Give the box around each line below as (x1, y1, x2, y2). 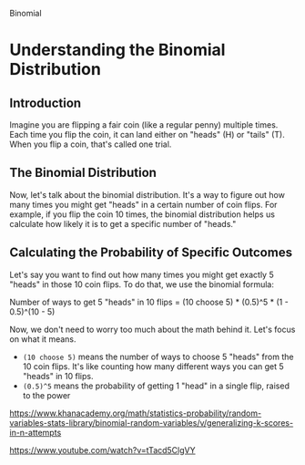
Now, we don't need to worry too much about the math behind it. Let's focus (9, 324, 296, 335)
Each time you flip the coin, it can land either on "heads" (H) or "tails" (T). (9, 129, 285, 139)
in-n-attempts (9, 427, 62, 438)
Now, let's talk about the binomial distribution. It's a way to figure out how (9, 189, 285, 200)
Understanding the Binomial (9, 40, 226, 60)
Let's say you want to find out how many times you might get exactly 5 (9, 269, 275, 280)
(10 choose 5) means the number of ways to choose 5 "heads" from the (22, 351, 294, 362)
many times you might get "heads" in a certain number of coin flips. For (9, 199, 278, 210)
